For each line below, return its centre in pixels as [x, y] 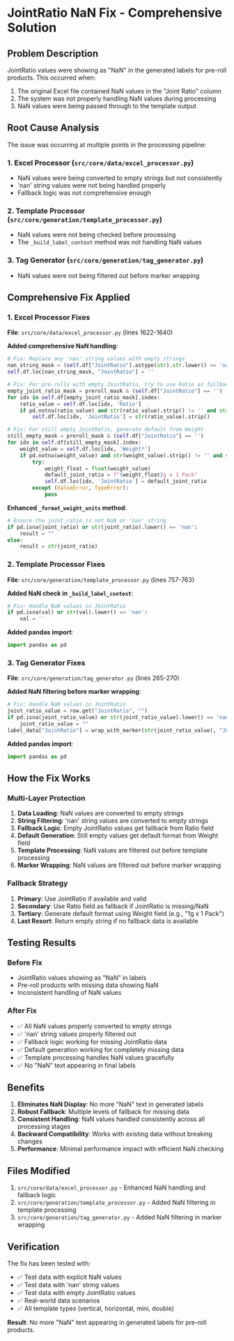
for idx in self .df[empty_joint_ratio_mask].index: [84, 397]
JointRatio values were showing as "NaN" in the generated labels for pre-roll [117, 70]
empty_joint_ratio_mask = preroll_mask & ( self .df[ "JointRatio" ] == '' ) [115, 391]
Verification [33, 1246]
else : [15, 540]
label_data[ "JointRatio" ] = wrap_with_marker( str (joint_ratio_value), [112, 730]
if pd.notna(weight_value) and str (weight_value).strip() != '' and [121, 455]
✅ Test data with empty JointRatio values [76, 1293]
